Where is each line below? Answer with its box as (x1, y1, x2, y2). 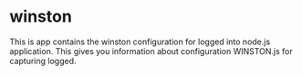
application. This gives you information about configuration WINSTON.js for (9, 45, 294, 56)
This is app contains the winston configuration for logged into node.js (9, 36, 271, 47)
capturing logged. (9, 55, 77, 66)
